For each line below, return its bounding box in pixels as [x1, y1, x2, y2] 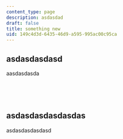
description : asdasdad [6, 15, 63, 21]
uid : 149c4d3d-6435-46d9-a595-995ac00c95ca [6, 31, 118, 37]
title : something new [6, 25, 61, 32]
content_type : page [6, 8, 55, 15]
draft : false [6, 20, 39, 26]
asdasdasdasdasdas [6, 111, 86, 121]
